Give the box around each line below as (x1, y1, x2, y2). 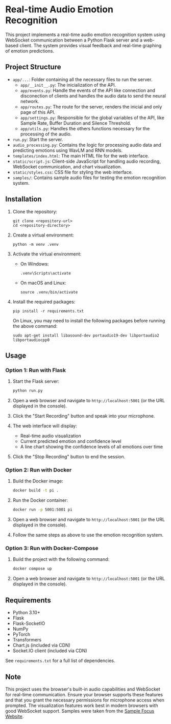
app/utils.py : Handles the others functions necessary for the (20, 125, 150, 131)
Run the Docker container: (12, 497, 68, 503)
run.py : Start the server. (12, 136, 63, 142)
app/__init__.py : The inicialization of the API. (20, 82, 116, 88)
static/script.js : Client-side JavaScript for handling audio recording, (12, 158, 161, 164)
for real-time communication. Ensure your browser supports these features (5, 691, 163, 697)
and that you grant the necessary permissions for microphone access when (5, 697, 165, 703)
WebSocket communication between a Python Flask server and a (5, 37, 143, 43)
